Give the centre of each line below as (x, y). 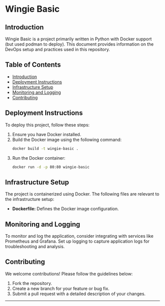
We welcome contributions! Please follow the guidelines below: (69, 274)
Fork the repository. (32, 283)
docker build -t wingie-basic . (45, 148)
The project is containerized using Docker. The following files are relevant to (82, 194)
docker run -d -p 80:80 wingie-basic (51, 167)
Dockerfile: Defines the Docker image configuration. (65, 209)
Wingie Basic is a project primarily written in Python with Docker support (79, 39)
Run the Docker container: (39, 158)
